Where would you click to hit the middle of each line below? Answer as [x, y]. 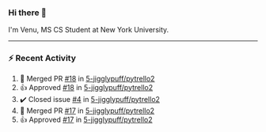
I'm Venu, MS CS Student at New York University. [89, 30]
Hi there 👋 [28, 13]
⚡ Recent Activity [42, 58]
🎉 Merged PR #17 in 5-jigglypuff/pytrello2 [87, 111]
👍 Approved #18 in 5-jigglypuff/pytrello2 [86, 87]
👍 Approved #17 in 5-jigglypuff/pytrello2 [86, 119]
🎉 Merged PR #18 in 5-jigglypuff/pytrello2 [87, 78]
